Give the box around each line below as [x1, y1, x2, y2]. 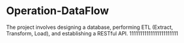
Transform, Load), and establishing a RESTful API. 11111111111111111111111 [6, 29, 179, 37]
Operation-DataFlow [6, 4, 109, 18]
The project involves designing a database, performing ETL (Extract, [6, 24, 173, 31]
